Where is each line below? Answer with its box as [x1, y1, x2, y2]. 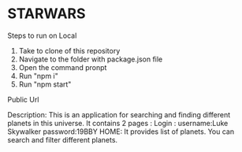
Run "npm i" [18, 71, 58, 80]
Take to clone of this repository [18, 46, 121, 55]
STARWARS [7, 5, 86, 23]
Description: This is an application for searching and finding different [7, 109, 231, 119]
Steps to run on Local [7, 31, 77, 40]
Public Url [7, 95, 39, 104]
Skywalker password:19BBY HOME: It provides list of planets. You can [7, 127, 234, 136]
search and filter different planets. [7, 135, 118, 144]
